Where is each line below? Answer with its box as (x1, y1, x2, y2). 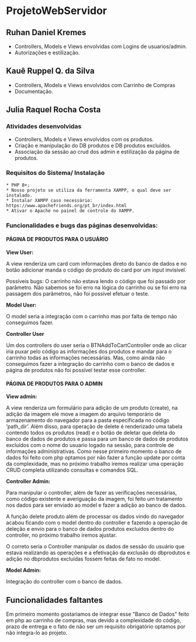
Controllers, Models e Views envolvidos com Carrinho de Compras (14, 81, 176, 88)
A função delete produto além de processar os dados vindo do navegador (6, 513, 184, 520)
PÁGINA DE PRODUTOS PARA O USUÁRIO (6, 236, 109, 243)
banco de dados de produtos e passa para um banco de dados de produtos (6, 435, 188, 442)
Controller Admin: (6, 478, 51, 485)
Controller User (6, 330, 44, 337)
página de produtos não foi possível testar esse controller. (6, 366, 146, 373)
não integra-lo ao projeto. (6, 629, 68, 636)
